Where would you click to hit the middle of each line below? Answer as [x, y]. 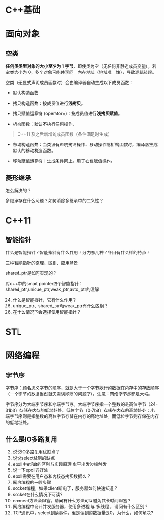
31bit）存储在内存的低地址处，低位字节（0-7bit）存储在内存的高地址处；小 [80, 410]
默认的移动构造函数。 [34, 151]
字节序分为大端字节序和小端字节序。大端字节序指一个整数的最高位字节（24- [82, 404]
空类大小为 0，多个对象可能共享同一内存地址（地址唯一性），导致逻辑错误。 [81, 72]
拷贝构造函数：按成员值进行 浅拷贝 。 [49, 103]
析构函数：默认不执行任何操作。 [45, 124]
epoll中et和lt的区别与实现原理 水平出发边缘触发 [60, 464]
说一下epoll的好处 [30, 470]
